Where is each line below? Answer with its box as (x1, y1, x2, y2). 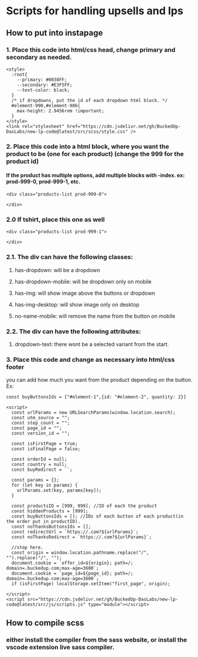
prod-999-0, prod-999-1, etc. (6, 178, 81, 185)
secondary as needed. (6, 53, 72, 61)
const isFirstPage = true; (11, 441, 78, 447)
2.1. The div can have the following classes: (6, 253, 133, 261)
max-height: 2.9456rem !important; (17, 108, 105, 114)
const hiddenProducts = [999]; (11, 508, 89, 514)
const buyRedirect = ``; (11, 467, 73, 473)
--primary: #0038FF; (17, 76, 67, 82)
